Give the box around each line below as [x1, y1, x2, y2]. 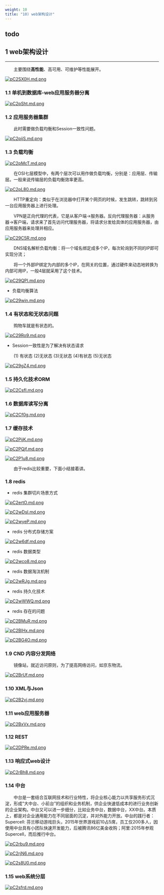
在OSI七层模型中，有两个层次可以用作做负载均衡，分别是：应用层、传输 [14, 170, 158, 176]
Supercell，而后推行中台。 [5, 831, 59, 837]
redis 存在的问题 [12, 608, 45, 614]
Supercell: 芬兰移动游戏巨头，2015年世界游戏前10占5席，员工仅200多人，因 [5, 819, 158, 824]
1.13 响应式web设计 [5, 758, 51, 765]
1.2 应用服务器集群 [5, 114, 49, 121]
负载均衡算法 [12, 288, 38, 293]
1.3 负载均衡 [5, 149, 34, 156]
